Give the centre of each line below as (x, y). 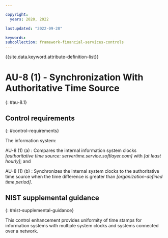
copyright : (17, 14)
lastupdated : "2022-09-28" (34, 29)
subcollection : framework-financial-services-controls (65, 42)
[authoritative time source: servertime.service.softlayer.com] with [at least (83, 155)
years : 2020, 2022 (30, 19)
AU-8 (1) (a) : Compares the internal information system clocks (71, 150)
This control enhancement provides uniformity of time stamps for (74, 220)
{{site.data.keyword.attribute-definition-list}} (52, 57)
